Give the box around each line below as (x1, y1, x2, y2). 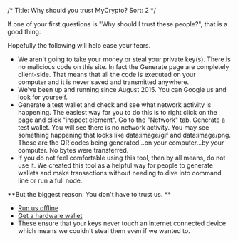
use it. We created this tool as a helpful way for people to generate (17, 161, 214, 170)
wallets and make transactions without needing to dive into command (17, 169, 222, 177)
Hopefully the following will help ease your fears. (7, 41, 151, 49)
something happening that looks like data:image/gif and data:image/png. (17, 131, 232, 139)
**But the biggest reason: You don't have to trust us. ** (7, 190, 171, 198)
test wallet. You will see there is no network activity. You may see (17, 123, 209, 131)
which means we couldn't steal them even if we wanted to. (17, 227, 190, 235)
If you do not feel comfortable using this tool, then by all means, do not (17, 153, 226, 162)
